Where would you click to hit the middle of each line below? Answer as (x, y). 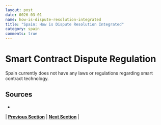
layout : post (19, 10)
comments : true (21, 34)
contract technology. (27, 78)
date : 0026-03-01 (24, 15)
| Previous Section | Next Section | (43, 117)
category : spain (22, 29)
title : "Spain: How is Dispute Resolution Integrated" (65, 24)
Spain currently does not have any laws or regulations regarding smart (79, 73)
